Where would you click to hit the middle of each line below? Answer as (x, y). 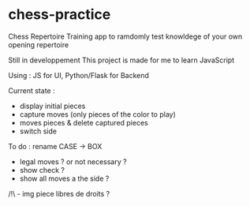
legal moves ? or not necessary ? (73, 161)
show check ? (42, 170)
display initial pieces (52, 106)
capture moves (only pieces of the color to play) (97, 114)
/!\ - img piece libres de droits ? (59, 193)
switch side (38, 131)
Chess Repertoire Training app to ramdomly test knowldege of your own (125, 36)
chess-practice (60, 15)
